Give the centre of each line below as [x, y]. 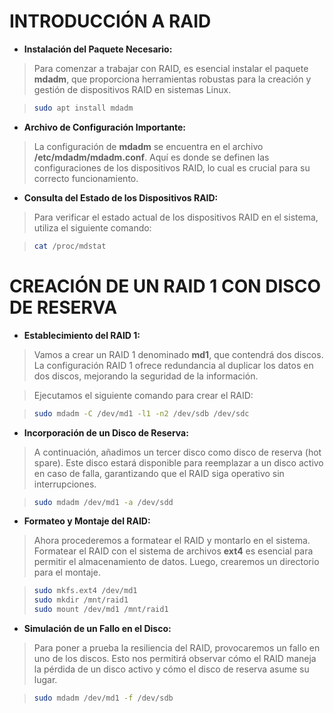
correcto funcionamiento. [86, 178]
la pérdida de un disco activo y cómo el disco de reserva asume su [171, 669]
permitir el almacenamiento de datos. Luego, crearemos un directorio [176, 562]
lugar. [45, 679]
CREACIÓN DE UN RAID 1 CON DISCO [165, 286]
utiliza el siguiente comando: [92, 227]
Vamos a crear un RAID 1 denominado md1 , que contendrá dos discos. [178, 354]
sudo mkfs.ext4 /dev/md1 [85, 591]
